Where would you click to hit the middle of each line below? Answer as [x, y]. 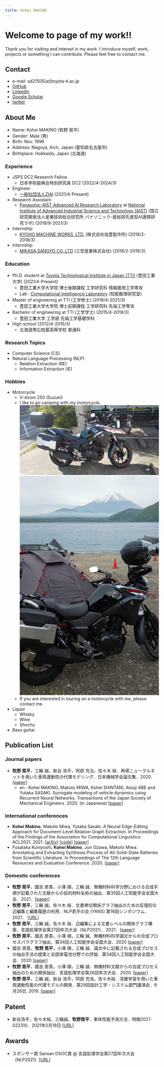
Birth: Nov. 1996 [28, 142]
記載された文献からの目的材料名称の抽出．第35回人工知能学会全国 [88, 893]
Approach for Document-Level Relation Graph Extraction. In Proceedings [85, 832]
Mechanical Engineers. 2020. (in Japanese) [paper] [71, 803]
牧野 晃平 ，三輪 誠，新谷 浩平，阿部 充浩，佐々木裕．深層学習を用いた [83, 979]
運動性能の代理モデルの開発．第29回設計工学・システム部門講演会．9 [87, 985]
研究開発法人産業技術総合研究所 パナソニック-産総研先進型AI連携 [85, 217]
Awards [17, 1041]
